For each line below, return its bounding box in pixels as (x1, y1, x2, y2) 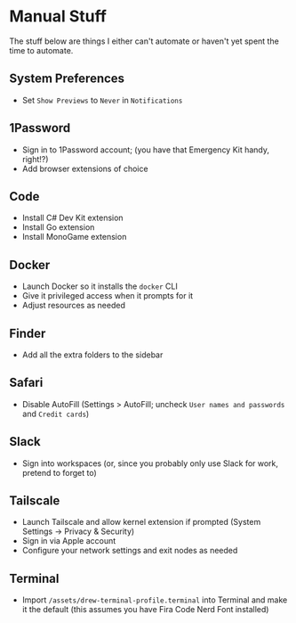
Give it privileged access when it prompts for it (21, 291, 194, 301)
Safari (9, 375, 44, 390)
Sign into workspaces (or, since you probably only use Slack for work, (21, 457, 278, 469)
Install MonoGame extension (21, 232, 127, 242)
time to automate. (9, 45, 74, 55)
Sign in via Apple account (21, 536, 116, 546)
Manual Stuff (9, 6, 107, 27)
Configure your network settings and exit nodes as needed (21, 545, 238, 556)
